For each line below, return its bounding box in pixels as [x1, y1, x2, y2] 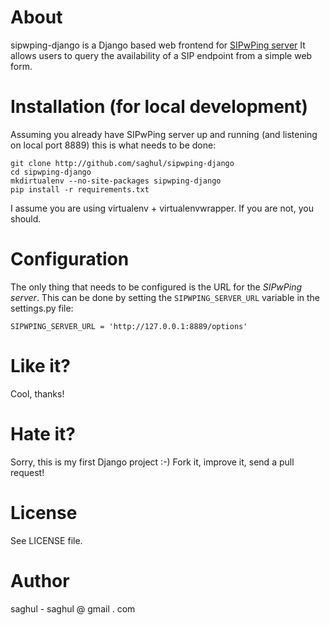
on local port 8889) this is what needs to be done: [10, 139, 217, 151]
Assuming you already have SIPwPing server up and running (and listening [10, 128, 318, 140]
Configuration [10, 248, 130, 271]
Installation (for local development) [10, 96, 309, 118]
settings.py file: [10, 302, 74, 314]
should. [10, 212, 42, 225]
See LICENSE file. [10, 534, 83, 546]
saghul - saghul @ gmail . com [10, 602, 136, 615]
